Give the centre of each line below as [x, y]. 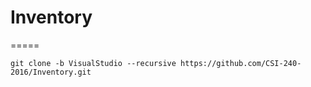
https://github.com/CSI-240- [241, 63]
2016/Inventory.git [51, 72]
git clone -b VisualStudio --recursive [93, 63]
